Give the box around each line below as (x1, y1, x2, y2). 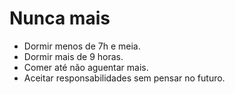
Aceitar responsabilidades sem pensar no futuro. (23, 72, 226, 84)
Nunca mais (9, 7, 111, 30)
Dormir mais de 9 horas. (23, 50, 124, 62)
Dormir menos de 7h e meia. (23, 40, 141, 52)
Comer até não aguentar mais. (23, 61, 149, 73)
